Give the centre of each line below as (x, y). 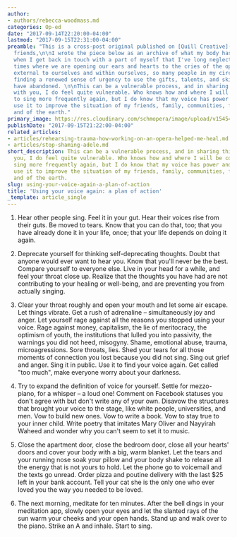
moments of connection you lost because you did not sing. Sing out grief (123, 358)
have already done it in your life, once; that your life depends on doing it (122, 233)
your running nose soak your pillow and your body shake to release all (120, 460)
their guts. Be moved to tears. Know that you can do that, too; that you (120, 225)
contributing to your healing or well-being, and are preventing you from (121, 284)
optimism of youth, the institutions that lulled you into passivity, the (115, 335)
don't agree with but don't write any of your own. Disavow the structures (123, 401)
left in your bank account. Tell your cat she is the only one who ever (116, 482)
